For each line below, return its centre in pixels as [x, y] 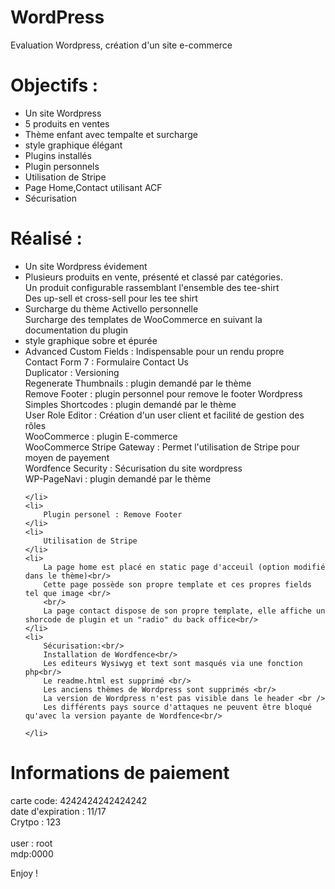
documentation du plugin [76, 330]
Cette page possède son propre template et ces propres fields [177, 584]
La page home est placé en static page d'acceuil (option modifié [184, 567]
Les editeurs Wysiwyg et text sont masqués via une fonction [173, 663]
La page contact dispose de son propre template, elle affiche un [184, 611]
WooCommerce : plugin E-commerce [101, 436]
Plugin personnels [62, 166]
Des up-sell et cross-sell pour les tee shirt [111, 298]
